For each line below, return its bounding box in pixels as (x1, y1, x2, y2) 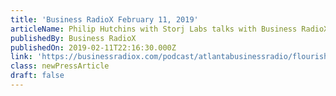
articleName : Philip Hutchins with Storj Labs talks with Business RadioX (10, 24, 329, 34)
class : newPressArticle (10, 61, 110, 71)
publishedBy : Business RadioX (10, 33, 137, 43)
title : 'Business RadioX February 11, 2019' (10, 14, 199, 25)
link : (10, 52, 33, 62)
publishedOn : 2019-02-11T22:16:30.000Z (10, 42, 177, 53)
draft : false (10, 71, 65, 81)
